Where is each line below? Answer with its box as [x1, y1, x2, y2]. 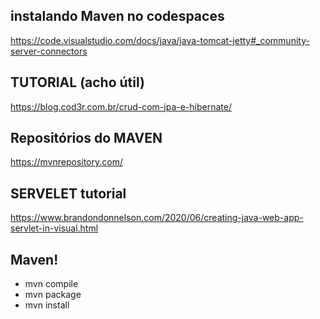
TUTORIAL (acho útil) [10, 74, 145, 91]
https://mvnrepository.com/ [10, 156, 123, 168]
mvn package [24, 289, 82, 301]
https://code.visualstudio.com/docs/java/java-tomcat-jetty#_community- [10, 34, 310, 46]
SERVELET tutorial [10, 185, 127, 202]
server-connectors [10, 45, 88, 57]
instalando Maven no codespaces [10, 8, 225, 25]
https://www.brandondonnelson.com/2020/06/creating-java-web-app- [10, 212, 304, 224]
